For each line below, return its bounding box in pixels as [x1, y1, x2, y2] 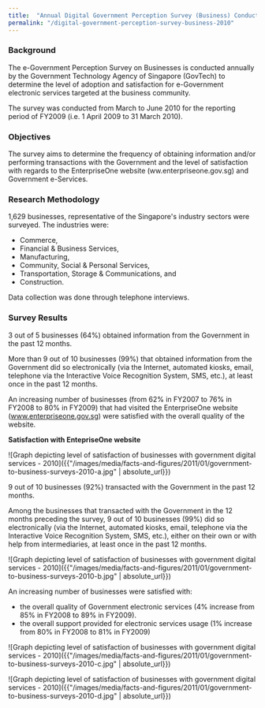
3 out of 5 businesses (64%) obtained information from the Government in [8, 330, 250, 340]
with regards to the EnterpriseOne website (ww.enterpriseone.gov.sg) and [8, 166, 249, 176]
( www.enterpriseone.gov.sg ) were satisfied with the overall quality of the [8, 411, 245, 420]
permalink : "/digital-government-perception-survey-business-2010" [8, 19, 235, 27]
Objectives [8, 131, 51, 142]
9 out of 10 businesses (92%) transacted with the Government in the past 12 [8, 482, 256, 491]
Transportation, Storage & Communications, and [19, 269, 177, 278]
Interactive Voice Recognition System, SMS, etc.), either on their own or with [8, 531, 256, 540]
